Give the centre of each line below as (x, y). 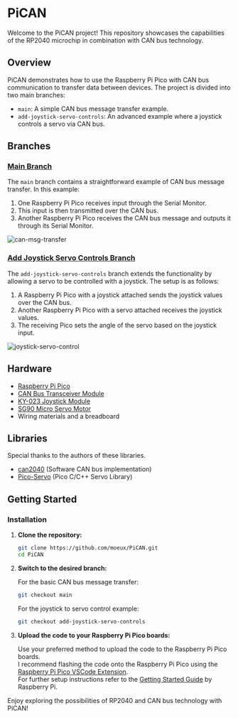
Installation (27, 519)
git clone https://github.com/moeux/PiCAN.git (88, 548)
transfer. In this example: (43, 189)
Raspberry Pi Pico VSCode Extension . (73, 671)
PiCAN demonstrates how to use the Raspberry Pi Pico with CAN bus (108, 80)
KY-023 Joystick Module (54, 401)
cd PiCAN (31, 554)
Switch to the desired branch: (62, 568)
